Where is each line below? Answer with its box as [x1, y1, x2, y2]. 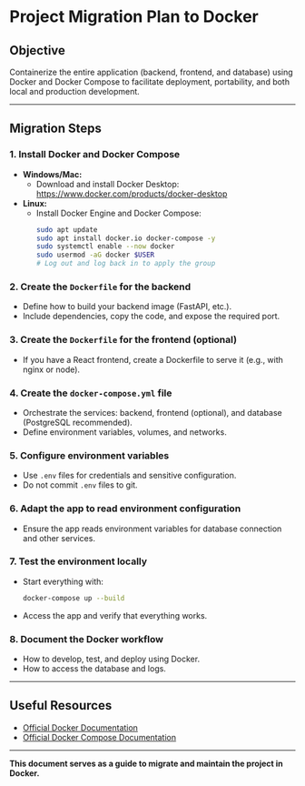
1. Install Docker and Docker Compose [9, 148, 181, 161]
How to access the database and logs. [22, 663, 166, 674]
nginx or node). [22, 364, 80, 375]
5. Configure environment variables [9, 448, 170, 461]
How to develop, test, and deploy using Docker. [22, 653, 201, 665]
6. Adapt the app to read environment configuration [9, 502, 241, 515]
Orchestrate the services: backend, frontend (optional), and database [22, 407, 283, 418]
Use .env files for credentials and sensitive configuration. [22, 470, 237, 481]
